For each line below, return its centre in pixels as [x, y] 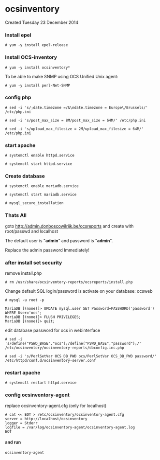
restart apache [23, 372]
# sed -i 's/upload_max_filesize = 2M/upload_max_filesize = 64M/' [74, 129]
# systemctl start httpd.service [39, 164]
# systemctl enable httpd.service [40, 156]
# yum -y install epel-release [36, 45]
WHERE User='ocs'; [23, 313]
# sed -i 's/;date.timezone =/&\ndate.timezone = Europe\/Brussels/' [77, 107]
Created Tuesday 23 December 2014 [42, 22]
